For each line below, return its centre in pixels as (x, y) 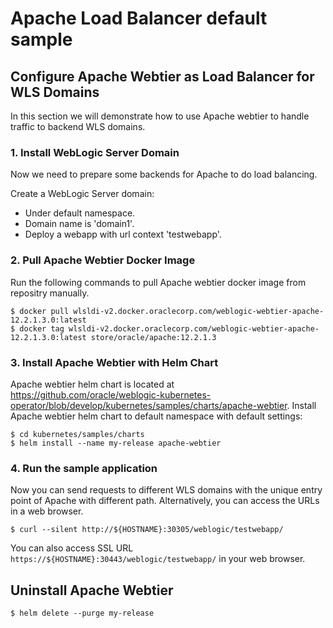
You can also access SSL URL (72, 548)
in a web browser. (47, 511)
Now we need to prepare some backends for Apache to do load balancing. (164, 174)
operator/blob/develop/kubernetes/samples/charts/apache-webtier (149, 405)
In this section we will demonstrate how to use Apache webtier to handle (160, 116)
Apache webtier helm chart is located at (92, 384)
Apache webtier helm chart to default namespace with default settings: (156, 416)
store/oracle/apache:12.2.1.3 (153, 337)
